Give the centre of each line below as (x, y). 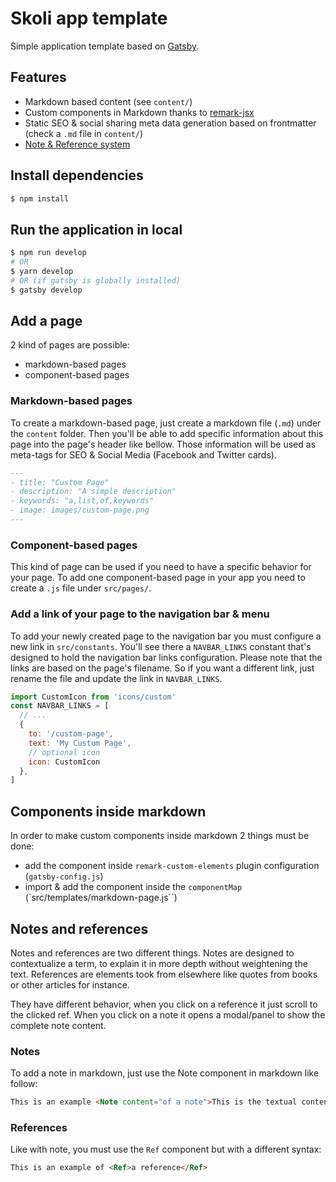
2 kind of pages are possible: (70, 345)
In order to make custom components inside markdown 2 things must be (160, 836)
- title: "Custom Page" (60, 482)
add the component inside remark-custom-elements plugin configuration (172, 866)
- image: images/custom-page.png (80, 510)
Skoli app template (89, 18)
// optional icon (64, 752)
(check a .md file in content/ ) (84, 133)
